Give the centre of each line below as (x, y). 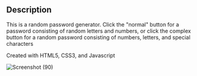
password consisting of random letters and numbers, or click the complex (99, 31)
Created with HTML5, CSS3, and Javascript (61, 55)
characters (20, 43)
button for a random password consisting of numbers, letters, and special (98, 37)
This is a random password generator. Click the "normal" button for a (93, 24)
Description (29, 10)
